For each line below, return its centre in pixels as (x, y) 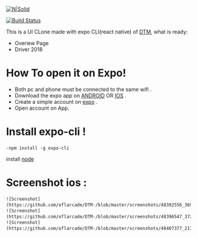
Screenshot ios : (46, 183)
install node (20, 159)
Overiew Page (31, 43)
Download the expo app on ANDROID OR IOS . (70, 95)
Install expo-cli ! (46, 132)
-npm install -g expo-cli (38, 148)
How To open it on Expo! (66, 73)
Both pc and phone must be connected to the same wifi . (83, 89)
